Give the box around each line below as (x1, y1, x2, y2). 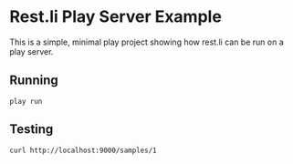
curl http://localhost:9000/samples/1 (9, 146, 157, 155)
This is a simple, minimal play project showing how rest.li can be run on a (9, 36, 285, 47)
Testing (9, 121, 54, 138)
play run (9, 97, 43, 106)
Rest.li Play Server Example (9, 6, 222, 27)
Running (9, 73, 59, 88)
